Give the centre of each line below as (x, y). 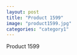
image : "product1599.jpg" (39, 23)
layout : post (23, 12)
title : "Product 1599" (35, 18)
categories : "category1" (38, 29)
